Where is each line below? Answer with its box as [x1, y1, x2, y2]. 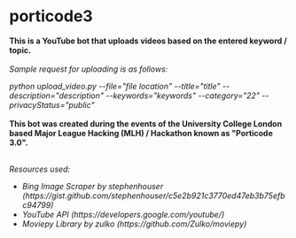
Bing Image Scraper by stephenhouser [21, 180, 164, 191]
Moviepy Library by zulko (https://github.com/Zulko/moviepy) [21, 219, 247, 229]
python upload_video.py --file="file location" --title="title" [9, 81, 221, 91]
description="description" [9, 90, 105, 101]
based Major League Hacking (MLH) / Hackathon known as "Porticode [9, 127, 273, 138]
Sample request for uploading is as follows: [9, 64, 168, 74]
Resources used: [9, 164, 71, 174]
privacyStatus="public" [9, 99, 95, 110]
